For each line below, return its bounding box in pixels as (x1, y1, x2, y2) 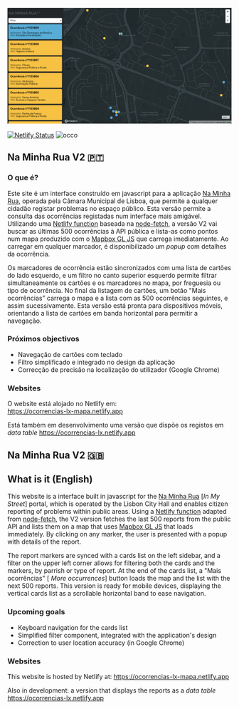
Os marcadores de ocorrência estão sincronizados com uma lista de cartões (7, 263, 231, 271)
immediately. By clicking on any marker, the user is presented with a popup (7, 530, 228, 539)
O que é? (7, 172, 39, 182)
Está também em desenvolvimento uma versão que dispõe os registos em (7, 421, 224, 430)
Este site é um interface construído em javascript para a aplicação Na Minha (7, 189, 231, 197)
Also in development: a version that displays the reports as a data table (7, 685, 216, 695)
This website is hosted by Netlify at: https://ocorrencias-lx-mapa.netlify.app (7, 672, 230, 680)
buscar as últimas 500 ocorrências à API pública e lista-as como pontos (7, 227, 218, 235)
